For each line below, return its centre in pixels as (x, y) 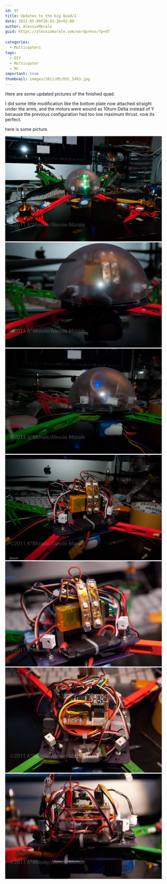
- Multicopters (25, 47)
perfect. (13, 119)
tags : (11, 52)
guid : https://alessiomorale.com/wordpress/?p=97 (58, 32)
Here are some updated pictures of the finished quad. (60, 94)
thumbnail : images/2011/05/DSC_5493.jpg (48, 79)
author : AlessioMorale (29, 26)
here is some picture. (27, 129)
